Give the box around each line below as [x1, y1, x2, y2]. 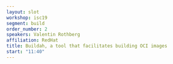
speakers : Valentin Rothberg [6, 32, 80, 38]
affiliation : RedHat [6, 37, 59, 43]
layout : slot [6, 9, 40, 15]
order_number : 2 [6, 26, 48, 32]
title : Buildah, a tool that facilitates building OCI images [6, 43, 168, 49]
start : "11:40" [6, 49, 45, 55]
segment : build [6, 20, 45, 26]
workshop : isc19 [6, 15, 48, 21]
